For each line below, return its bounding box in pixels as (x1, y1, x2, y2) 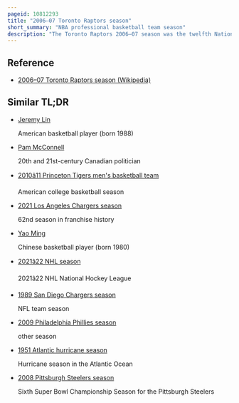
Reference (7, 56, 55, 68)
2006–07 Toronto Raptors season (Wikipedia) (17, 76, 152, 84)
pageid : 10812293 (7, 10, 59, 18)
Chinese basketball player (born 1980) (17, 243, 130, 251)
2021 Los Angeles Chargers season (17, 201, 122, 210)
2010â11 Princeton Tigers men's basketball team (17, 170, 159, 179)
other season (17, 332, 57, 340)
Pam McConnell (17, 143, 65, 151)
